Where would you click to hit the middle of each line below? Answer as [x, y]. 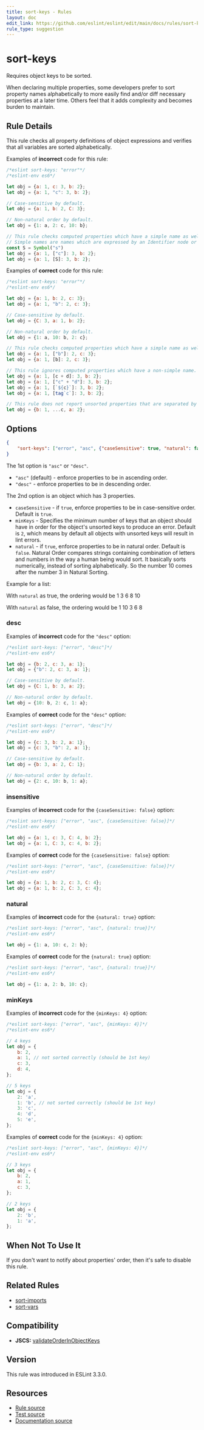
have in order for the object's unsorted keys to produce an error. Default [105, 527]
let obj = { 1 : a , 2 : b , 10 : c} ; [47, 984]
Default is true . [34, 514]
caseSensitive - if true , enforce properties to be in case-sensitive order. [105, 507]
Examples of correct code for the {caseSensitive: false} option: [88, 855]
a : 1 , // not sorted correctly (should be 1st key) [84, 1058]
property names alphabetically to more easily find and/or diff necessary [96, 94]
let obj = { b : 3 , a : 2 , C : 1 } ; [46, 765]
